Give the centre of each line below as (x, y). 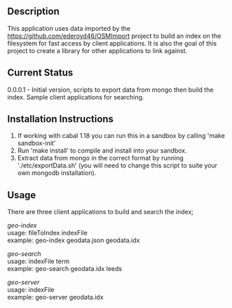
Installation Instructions (61, 119)
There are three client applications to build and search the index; (101, 212)
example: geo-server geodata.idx (55, 297)
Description (33, 12)
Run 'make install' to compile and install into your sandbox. (102, 150)
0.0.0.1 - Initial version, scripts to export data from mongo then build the (110, 90)
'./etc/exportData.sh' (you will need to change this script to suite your (117, 166)
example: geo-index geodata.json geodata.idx (74, 240)
